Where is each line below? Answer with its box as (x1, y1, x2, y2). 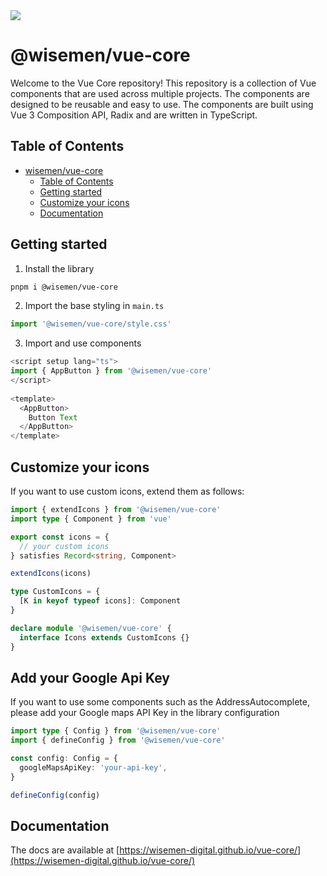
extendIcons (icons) (10, 569, 92, 579)
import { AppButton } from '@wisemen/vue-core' (10, 366, 213, 376)
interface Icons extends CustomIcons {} (19, 632, 190, 643)
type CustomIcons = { (10, 587, 101, 597)
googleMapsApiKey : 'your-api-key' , (19, 762, 168, 773)
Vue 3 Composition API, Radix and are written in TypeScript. (10, 109, 258, 121)
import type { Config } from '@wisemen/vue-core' (10, 726, 222, 736)
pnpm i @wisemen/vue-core (10, 282, 118, 292)
